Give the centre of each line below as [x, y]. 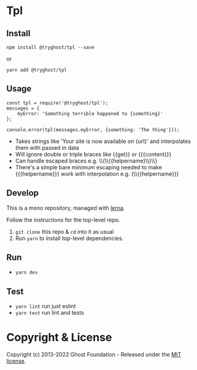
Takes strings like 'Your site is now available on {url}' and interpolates [103, 141]
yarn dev [26, 273]
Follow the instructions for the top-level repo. [64, 220]
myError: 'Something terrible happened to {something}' [91, 114]
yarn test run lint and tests [49, 313]
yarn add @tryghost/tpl [37, 70]
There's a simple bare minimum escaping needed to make [89, 167]
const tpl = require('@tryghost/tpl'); [57, 103]
